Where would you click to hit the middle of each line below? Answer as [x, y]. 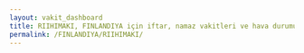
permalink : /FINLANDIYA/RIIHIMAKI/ [76, 34]
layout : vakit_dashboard [56, 18]
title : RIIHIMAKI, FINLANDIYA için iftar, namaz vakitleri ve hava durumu [153, 26]
